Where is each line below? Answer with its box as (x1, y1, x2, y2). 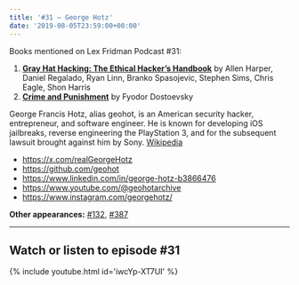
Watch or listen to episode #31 (9, 242, 181, 257)
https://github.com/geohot (21, 163, 120, 174)
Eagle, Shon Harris (21, 82, 91, 92)
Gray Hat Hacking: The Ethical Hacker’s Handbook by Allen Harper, (21, 63, 273, 74)
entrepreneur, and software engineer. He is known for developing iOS (9, 117, 264, 129)
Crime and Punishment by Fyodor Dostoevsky (21, 91, 194, 102)
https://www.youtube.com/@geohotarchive (21, 182, 182, 193)
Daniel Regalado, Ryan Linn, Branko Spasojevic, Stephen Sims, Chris (21, 72, 274, 83)
